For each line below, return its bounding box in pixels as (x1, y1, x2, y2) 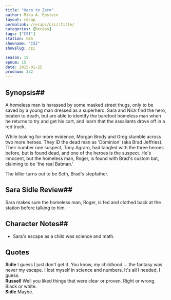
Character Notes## (5, 219, 68, 228)
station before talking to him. (5, 205, 66, 211)
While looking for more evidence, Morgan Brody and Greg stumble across (5, 133, 161, 139)
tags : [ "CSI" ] (5, 31, 36, 36)
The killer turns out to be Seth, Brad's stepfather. (5, 170, 109, 177)
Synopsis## (5, 88, 45, 97)
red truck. (5, 124, 26, 130)
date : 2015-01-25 (5, 65, 43, 70)
